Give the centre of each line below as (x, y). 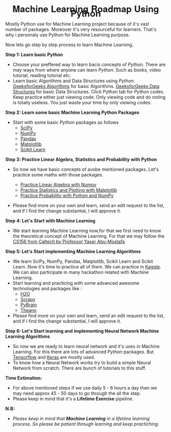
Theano (28, 310)
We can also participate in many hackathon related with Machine (81, 272)
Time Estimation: (24, 378)
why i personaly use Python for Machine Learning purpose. (68, 35)
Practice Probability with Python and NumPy (67, 195)
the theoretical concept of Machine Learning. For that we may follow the (89, 236)
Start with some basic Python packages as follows (66, 122)
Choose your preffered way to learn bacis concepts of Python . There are (89, 64)
